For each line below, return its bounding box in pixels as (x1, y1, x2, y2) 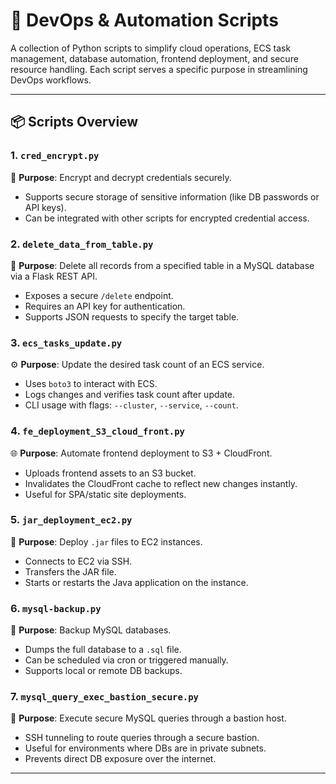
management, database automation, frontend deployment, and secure (10, 52, 299, 64)
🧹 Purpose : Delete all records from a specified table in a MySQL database (10, 259, 315, 271)
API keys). (24, 201, 67, 213)
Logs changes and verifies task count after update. (24, 389, 236, 401)
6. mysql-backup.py (10, 601, 102, 615)
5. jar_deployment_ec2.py (10, 513, 133, 527)
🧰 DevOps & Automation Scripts (10, 9, 279, 32)
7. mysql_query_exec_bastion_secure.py (10, 690, 199, 704)
